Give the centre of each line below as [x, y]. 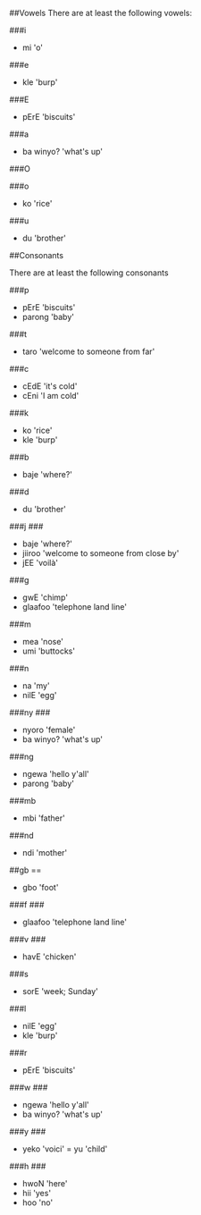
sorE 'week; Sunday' [60, 991]
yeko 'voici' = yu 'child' [65, 1149]
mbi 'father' [43, 818]
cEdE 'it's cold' [50, 386]
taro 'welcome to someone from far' [88, 351]
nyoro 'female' [49, 730]
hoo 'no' [38, 1202]
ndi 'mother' [45, 852]
